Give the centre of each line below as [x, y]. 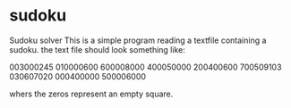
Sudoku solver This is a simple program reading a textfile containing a [138, 40]
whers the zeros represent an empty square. [91, 94]
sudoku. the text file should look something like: [97, 49]
